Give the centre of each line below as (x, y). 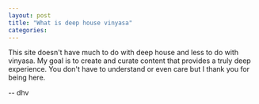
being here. (27, 78)
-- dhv (19, 93)
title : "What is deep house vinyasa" (70, 23)
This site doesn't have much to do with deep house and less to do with (124, 53)
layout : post (30, 15)
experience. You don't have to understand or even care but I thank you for (129, 69)
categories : (28, 30)
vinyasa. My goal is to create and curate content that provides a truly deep (129, 61)
